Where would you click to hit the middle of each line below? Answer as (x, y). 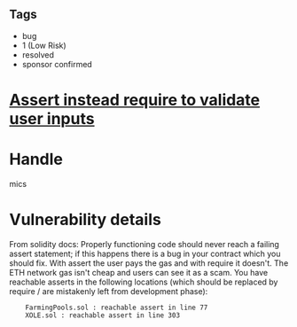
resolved (38, 54)
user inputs (52, 119)
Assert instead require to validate (135, 100)
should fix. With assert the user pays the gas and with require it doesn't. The (149, 263)
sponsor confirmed (57, 64)
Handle (36, 160)
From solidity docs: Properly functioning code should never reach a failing (144, 244)
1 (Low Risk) (44, 45)
